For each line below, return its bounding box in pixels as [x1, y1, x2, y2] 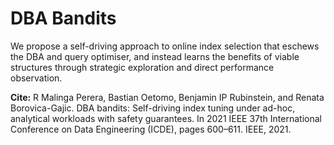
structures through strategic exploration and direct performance [10, 61, 275, 73]
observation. [10, 72, 63, 84]
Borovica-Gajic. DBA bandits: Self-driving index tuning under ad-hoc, [10, 102, 296, 114]
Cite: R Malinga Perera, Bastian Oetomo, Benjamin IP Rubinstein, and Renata [10, 91, 325, 103]
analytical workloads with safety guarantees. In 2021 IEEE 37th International [10, 112, 322, 124]
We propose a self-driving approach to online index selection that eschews [10, 40, 320, 52]
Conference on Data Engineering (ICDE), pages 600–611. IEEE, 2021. [10, 123, 292, 135]
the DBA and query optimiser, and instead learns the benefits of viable [10, 50, 300, 62]
